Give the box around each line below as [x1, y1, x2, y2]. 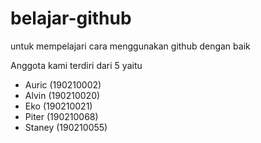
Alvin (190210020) [24, 89, 101, 101]
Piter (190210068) [24, 110, 99, 122]
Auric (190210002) [24, 78, 102, 91]
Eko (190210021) [24, 100, 93, 112]
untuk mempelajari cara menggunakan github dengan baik [10, 40, 251, 52]
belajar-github [10, 7, 132, 30]
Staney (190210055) [24, 121, 108, 133]
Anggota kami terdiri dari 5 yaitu [10, 59, 143, 71]
